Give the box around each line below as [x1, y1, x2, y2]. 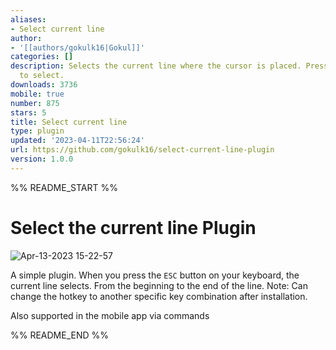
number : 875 [10, 98, 60, 108]
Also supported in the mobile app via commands [10, 309, 210, 321]
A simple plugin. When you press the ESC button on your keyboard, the [10, 269, 300, 281]
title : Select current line [10, 117, 128, 127]
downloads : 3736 [10, 80, 78, 90]
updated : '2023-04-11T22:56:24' [10, 136, 145, 146]
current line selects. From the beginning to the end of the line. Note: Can [10, 279, 308, 291]
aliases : [10, 14, 47, 25]
